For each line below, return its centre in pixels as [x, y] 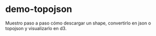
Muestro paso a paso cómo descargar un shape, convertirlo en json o [78, 23]
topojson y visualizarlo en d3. [36, 28]
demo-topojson [39, 9]
